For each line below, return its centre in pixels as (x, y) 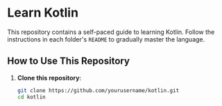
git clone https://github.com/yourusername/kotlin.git (98, 90)
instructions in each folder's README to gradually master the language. (106, 39)
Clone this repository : (49, 78)
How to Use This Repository (69, 61)
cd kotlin (32, 97)
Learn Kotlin (43, 13)
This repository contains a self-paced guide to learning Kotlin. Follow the (111, 32)
